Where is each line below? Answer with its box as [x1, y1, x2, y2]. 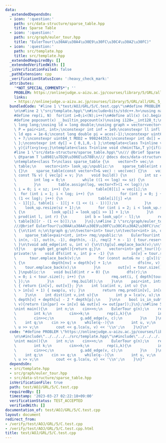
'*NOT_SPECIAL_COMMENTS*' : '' [14, 85, 77, 91]
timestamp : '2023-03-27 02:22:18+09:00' [9, 394, 94, 399]
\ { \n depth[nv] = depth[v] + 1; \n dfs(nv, [14, 260, 154, 265]
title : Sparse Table [14, 26, 56, 31]
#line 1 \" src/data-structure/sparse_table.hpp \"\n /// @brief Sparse [14, 150, 161, 155]
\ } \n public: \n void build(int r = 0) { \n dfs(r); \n [14, 269, 147, 275]
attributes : [9, 81, 35, 86]
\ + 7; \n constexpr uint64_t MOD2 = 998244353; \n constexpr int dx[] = [14, 136, 161, 141]
